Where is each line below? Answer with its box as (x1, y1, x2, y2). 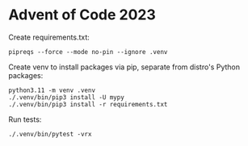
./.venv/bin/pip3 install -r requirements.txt (8, 100, 168, 108)
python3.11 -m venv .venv (8, 86, 95, 94)
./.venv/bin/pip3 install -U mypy (8, 93, 125, 102)
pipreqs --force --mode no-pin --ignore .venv (8, 48, 168, 56)
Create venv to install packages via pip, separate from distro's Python (8, 62, 241, 72)
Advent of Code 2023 (8, 6, 156, 24)
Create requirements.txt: (8, 32, 90, 42)
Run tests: (8, 115, 42, 124)
